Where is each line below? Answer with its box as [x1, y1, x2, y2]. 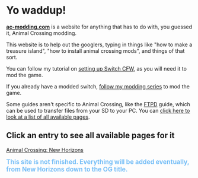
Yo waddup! [6, 4, 66, 17]
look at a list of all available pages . [6, 113, 90, 120]
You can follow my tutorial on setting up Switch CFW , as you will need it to [6, 65, 187, 72]
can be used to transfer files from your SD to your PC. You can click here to [6, 107, 190, 114]
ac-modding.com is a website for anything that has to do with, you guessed [6, 23, 193, 30]
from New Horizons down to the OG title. [6, 165, 128, 173]
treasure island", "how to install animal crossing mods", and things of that [6, 47, 185, 54]
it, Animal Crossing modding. [6, 29, 77, 36]
